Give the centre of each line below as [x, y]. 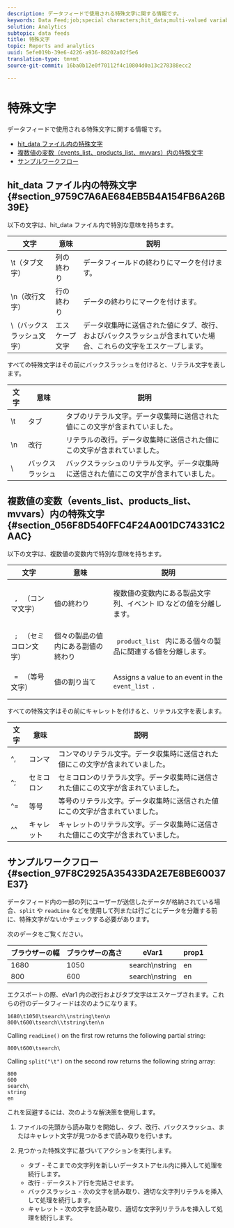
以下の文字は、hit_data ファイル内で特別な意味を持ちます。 [92, 225]
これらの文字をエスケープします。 [152, 346]
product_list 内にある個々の [165, 641]
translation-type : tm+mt [43, 59]
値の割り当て [75, 682]
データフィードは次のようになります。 [86, 1003]
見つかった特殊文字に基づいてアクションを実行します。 [96, 1150]
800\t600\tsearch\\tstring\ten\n [56, 1022]
